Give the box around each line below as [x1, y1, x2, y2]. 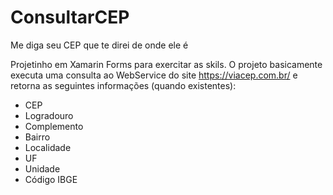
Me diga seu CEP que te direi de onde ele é [10, 39, 189, 51]
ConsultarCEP [10, 6, 130, 29]
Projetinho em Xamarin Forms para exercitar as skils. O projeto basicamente [10, 58, 323, 70]
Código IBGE [24, 173, 78, 185]
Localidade [24, 141, 72, 153]
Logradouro [24, 109, 74, 121]
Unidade [24, 162, 61, 175]
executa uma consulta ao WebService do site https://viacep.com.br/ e [10, 69, 298, 81]
